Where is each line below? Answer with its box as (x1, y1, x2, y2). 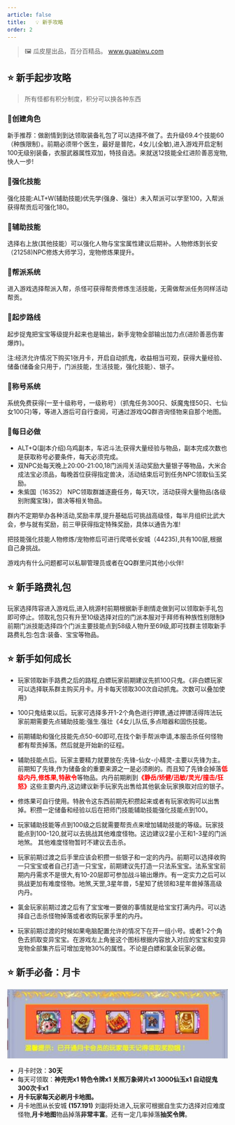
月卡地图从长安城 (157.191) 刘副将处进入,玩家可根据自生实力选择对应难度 (17, 1101, 225, 1110)
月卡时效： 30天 (17, 1066, 63, 1075)
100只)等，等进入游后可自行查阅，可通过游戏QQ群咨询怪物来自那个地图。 (13, 407, 225, 416)
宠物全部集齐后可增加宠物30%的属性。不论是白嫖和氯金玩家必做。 (17, 943, 210, 953)
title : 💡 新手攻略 (7, 18, 64, 26)
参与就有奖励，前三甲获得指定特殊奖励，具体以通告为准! (19, 520, 181, 529)
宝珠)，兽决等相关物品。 (36, 496, 106, 505)
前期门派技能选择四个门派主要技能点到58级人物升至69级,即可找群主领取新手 (7, 622, 227, 630)
